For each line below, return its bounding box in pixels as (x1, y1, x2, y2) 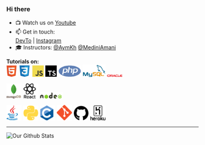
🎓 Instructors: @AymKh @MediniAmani (15, 44, 116, 51)
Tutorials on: (6, 58, 40, 65)
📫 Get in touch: (15, 28, 55, 35)
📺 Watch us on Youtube (15, 19, 76, 26)
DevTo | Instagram (15, 37, 62, 44)
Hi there (6, 5, 31, 13)
